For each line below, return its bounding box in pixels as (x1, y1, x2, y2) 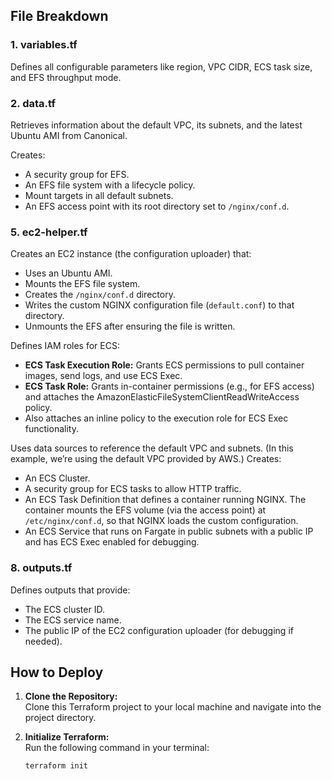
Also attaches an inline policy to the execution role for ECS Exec (24, 412, 289, 424)
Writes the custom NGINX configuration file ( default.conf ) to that (24, 299, 295, 311)
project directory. (24, 712, 97, 724)
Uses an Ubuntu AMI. (24, 267, 113, 279)
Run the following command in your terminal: (24, 742, 210, 754)
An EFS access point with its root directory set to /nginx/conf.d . (24, 200, 290, 212)
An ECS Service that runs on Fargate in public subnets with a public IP (24, 525, 314, 538)
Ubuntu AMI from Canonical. (10, 129, 128, 141)
